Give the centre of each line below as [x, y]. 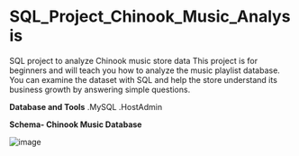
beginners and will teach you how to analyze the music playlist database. [145, 70]
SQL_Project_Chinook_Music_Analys [150, 17]
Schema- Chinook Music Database [76, 124]
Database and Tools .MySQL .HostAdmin [86, 106]
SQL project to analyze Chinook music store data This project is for [134, 60]
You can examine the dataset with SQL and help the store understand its [143, 79]
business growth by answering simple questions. [100, 89]
